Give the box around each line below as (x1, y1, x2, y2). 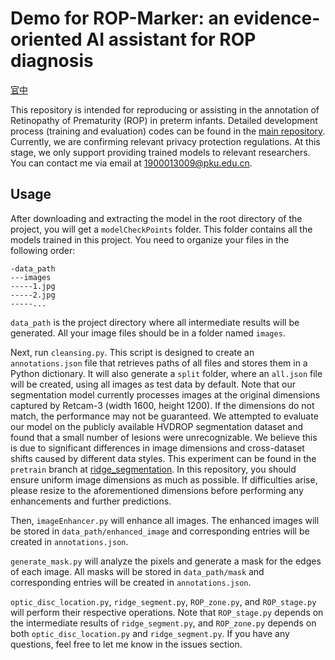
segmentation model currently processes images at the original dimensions (10, 388, 321, 401)
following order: (10, 244, 76, 256)
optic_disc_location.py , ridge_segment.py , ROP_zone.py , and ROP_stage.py (10, 595, 317, 607)
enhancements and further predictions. (10, 495, 172, 507)
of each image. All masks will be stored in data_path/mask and (10, 565, 265, 577)
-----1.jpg (10, 281, 56, 291)
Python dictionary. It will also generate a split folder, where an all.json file (10, 367, 323, 379)
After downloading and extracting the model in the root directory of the (10, 212, 303, 224)
